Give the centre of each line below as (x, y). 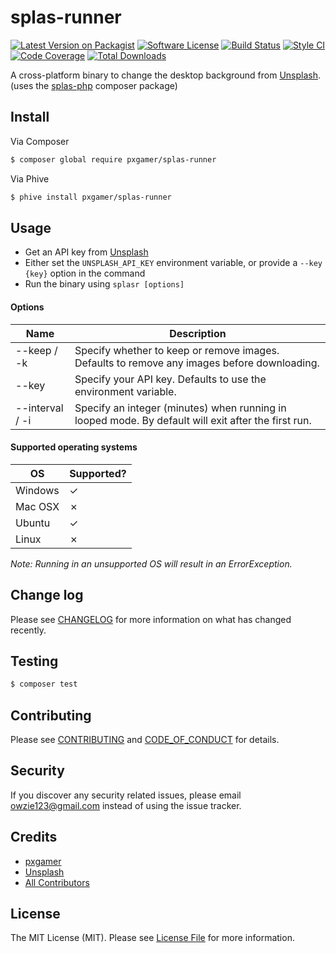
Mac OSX (37, 506)
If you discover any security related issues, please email (126, 795)
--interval (39, 408)
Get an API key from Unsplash (86, 252)
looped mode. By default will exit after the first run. (193, 420)
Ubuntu (33, 523)
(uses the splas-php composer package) (94, 85)
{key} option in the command (85, 273)
